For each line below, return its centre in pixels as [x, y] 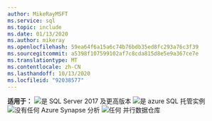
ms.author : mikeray [36, 41]
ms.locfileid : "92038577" [46, 80]
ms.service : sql [31, 21]
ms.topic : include [35, 27]
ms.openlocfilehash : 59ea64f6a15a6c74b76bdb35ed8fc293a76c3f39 [103, 47]
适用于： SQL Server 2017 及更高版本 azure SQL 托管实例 [106, 101]
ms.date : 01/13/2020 [38, 34]
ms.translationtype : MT [43, 60]
